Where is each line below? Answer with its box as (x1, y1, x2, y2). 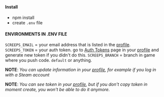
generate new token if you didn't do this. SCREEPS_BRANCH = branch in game (5, 52, 155, 58)
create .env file (12, 20, 43, 26)
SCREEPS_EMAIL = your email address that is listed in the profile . (5, 42, 131, 48)
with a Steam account (5, 72, 50, 78)
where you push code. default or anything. (5, 58, 92, 63)
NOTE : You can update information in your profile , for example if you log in (5, 67, 157, 73)
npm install (12, 15, 35, 20)
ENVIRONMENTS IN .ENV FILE (5, 31, 68, 37)
